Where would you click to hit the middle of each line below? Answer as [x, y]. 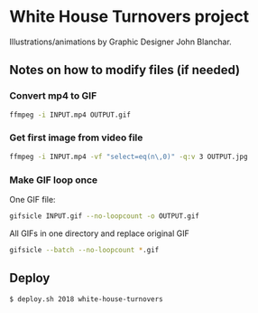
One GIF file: [32, 199]
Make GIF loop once [54, 180]
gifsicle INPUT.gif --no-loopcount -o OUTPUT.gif [105, 216]
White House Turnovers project [129, 17]
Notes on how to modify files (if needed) [125, 70]
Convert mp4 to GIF [53, 96]
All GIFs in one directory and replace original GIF [99, 233]
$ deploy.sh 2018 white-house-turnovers [87, 299]
